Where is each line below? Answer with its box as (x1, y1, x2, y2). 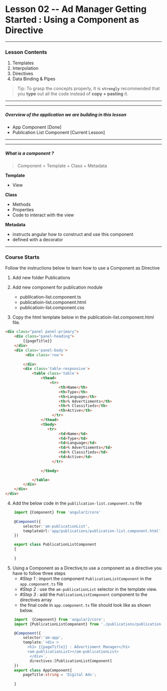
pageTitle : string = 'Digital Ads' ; (23, 672, 97, 678)
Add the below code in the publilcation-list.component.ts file (12, 500, 142, 507)
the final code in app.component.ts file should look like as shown (19, 602, 151, 608)
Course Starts (5, 254, 40, 261)
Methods (12, 201, 31, 207)
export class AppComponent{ (14, 668, 72, 673)
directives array (19, 597, 52, 603)
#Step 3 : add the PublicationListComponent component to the (19, 591, 148, 597)
